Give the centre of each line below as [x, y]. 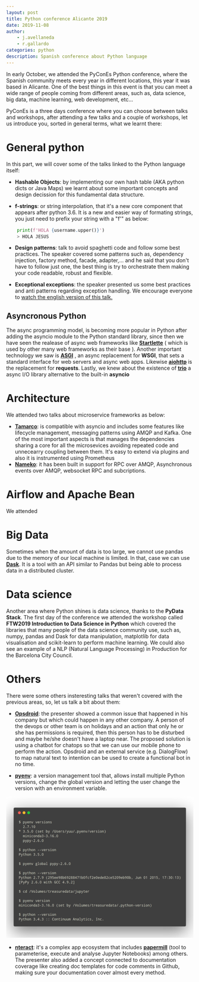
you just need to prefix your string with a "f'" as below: [82, 218]
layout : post [22, 12]
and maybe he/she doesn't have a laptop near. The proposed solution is [103, 739]
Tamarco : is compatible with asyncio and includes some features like [99, 427]
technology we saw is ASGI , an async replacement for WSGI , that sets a [95, 355]
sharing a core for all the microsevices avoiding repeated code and [97, 445]
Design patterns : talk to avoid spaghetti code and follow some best [97, 248]
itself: [13, 170]
